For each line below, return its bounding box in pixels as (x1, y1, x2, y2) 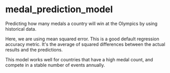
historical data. (5, 26, 37, 32)
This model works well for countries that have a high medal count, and (5, 56, 153, 62)
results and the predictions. (5, 46, 63, 53)
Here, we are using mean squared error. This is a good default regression (5, 36, 159, 42)
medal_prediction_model (5, 4, 113, 15)
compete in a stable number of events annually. (5, 62, 105, 68)
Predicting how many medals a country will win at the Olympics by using (5, 20, 158, 27)
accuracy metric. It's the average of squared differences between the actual (5, 41, 165, 47)
